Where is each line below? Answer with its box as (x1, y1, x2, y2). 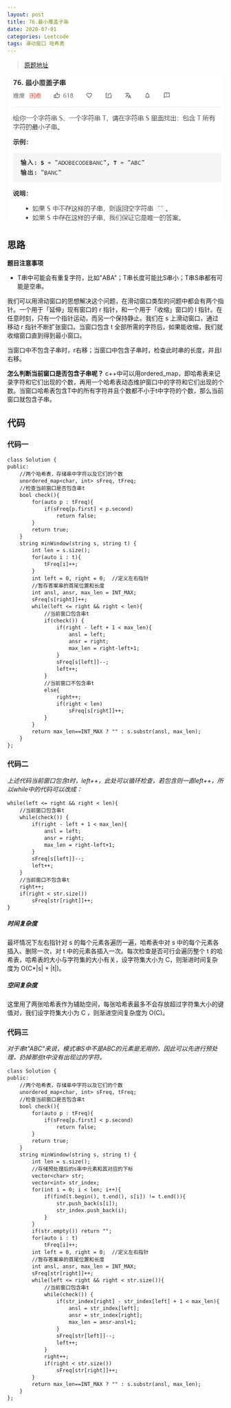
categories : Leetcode (7, 33, 69, 40)
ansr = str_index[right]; (68, 1311, 143, 1318)
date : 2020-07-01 (7, 26, 57, 32)
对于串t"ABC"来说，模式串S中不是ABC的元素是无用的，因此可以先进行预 (7, 1044, 212, 1053)
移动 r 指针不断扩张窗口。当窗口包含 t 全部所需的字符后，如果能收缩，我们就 (7, 322, 223, 331)
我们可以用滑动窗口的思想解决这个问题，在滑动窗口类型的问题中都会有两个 (7, 297, 218, 305)
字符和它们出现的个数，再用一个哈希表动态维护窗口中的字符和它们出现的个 (12, 378, 224, 386)
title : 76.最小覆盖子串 (7, 18, 69, 26)
